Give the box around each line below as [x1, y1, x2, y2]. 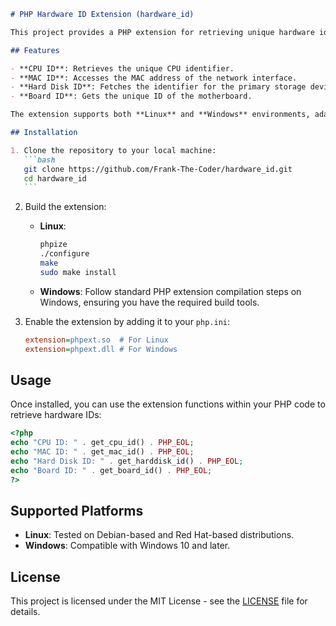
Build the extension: [24, 201, 107, 213]
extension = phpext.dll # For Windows [24, 344, 178, 354]
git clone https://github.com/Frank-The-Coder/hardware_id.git [23, 164, 293, 174]
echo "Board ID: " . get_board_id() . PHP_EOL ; [10, 465, 213, 475]
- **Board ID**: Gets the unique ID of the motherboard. [10, 91, 253, 102]
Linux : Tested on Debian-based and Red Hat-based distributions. [24, 529, 295, 541]
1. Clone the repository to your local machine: [10, 145, 217, 155]
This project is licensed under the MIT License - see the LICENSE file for [10, 595, 308, 607]
